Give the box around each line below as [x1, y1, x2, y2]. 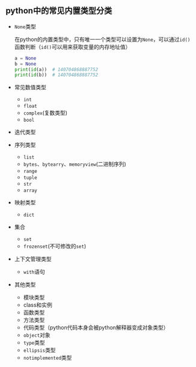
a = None [14, 55, 37, 61]
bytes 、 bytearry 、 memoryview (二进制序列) [23, 160, 127, 168]
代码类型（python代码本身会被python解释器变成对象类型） [23, 324, 169, 331]
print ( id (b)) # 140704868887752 [14, 72, 99, 78]
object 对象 [23, 331, 51, 339]
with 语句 [23, 268, 46, 275]
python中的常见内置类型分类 [5, 5, 112, 16]
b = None [14, 61, 37, 67]
